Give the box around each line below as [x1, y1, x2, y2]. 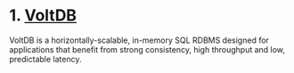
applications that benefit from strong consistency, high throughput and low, [9, 44, 285, 54]
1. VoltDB [9, 5, 78, 26]
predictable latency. [9, 53, 82, 64]
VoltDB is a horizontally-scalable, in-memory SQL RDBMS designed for [9, 35, 270, 45]
